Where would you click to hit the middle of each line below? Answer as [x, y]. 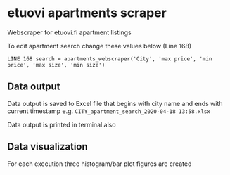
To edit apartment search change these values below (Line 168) [100, 46]
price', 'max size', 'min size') [56, 65]
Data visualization [47, 147]
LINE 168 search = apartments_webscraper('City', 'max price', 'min [110, 59]
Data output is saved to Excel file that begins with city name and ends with [115, 103]
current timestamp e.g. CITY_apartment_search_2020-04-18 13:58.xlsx [109, 111]
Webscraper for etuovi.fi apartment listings [69, 32]
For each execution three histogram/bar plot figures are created [100, 164]
